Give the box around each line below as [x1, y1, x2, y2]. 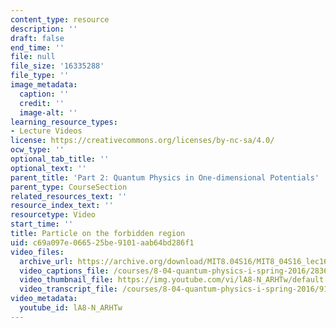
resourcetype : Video [10, 210, 97, 220]
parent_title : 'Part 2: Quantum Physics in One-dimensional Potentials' [10, 172, 320, 183]
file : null [10, 52, 56, 62]
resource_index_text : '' [10, 201, 114, 211]
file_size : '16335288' [10, 61, 105, 71]
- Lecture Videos [10, 126, 83, 136]
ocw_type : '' [10, 145, 65, 155]
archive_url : [19, 256, 74, 266]
